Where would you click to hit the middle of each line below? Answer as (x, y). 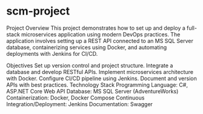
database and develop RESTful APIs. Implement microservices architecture (100, 72)
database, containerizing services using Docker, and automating (87, 47)
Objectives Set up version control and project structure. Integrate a (90, 65)
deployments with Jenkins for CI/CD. (52, 53)
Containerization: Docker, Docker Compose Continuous (75, 98)
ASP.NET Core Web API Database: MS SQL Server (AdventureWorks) (92, 91)
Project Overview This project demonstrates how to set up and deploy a (96, 28)
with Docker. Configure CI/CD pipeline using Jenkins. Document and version (101, 78)
